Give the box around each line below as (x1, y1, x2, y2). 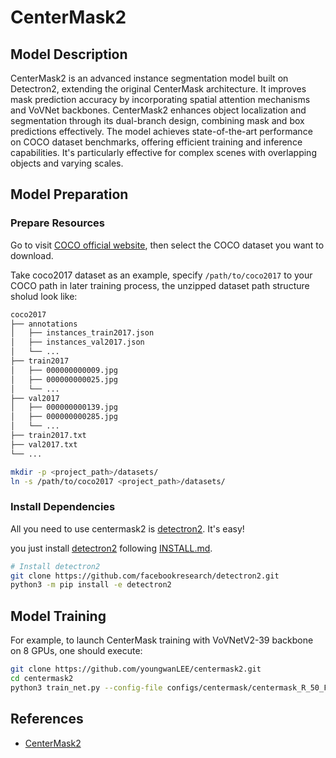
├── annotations (10, 319, 78, 329)
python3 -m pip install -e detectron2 (10, 580, 172, 590)
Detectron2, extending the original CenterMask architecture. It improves (10, 83, 307, 95)
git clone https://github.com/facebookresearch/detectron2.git (10, 571, 280, 581)
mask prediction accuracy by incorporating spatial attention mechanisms (10, 94, 311, 105)
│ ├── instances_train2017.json (10, 328, 155, 338)
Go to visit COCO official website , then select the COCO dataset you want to (10, 239, 325, 251)
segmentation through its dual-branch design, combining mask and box (10, 115, 305, 126)
